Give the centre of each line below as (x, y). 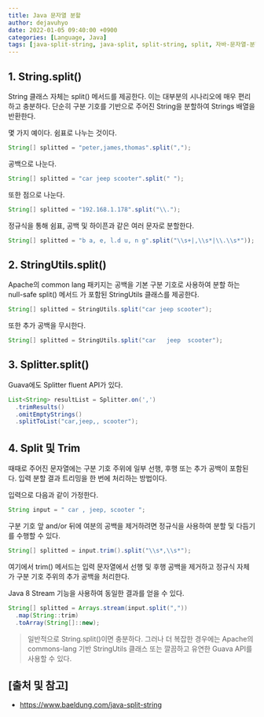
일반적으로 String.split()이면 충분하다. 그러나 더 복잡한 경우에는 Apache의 (140, 638)
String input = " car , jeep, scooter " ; (77, 510)
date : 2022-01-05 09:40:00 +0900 (63, 30)
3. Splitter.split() (49, 365)
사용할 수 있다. (49, 658)
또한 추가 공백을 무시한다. (47, 325)
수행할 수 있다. (38, 536)
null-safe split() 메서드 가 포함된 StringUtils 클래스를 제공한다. (104, 295)
